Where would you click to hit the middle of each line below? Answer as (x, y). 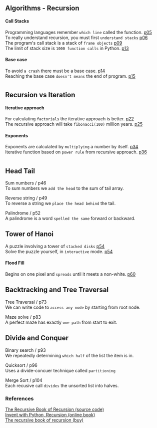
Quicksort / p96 (21, 365)
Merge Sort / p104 (24, 380)
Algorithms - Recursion (42, 8)
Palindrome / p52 (23, 213)
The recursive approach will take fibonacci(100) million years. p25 (74, 124)
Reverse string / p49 (26, 198)
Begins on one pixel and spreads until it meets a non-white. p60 (70, 274)
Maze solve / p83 (23, 317)
